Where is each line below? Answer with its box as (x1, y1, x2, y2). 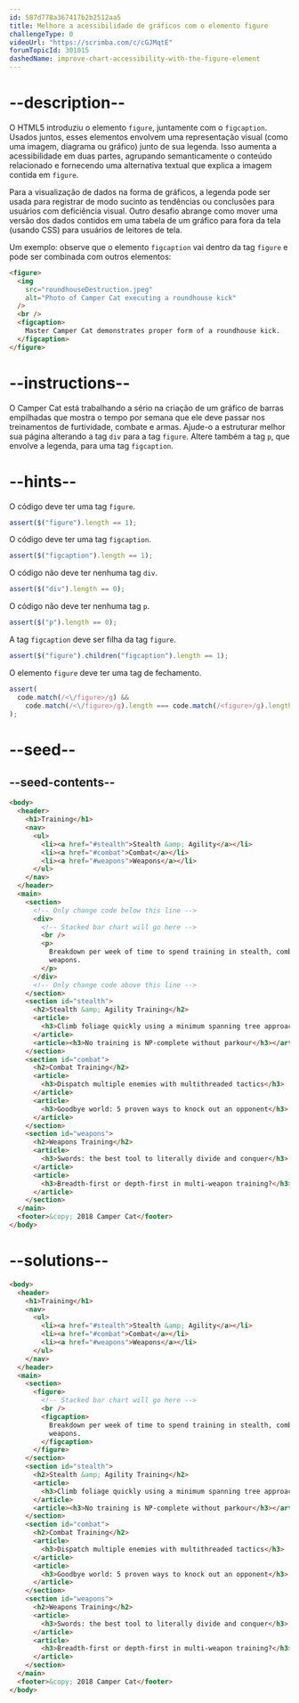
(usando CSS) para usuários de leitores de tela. (9, 224, 182, 235)
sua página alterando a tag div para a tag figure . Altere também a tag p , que (9, 431, 290, 442)
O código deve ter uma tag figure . (9, 500, 136, 512)
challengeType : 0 (9, 29, 74, 38)
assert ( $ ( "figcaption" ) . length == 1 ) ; (9, 551, 153, 561)
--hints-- (9, 471, 77, 491)
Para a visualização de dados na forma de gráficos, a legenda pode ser (9, 186, 271, 197)
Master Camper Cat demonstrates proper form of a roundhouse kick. (25, 327, 280, 336)
